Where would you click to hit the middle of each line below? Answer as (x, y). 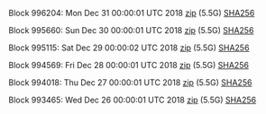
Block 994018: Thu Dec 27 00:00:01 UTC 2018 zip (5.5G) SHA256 (130, 83)
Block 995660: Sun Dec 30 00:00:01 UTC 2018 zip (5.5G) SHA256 (131, 30)
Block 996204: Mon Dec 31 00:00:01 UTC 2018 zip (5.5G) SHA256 (132, 13)
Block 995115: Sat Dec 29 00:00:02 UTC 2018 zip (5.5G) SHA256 (129, 48)
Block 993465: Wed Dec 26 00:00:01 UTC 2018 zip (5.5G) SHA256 (133, 100)
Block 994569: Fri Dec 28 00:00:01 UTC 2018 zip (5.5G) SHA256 (129, 65)
